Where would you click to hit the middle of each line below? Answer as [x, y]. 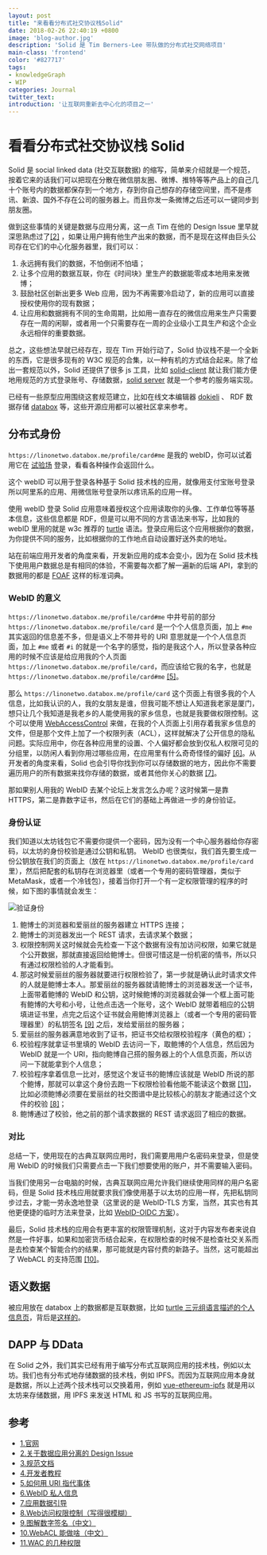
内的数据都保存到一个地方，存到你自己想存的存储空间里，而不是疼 [143, 190]
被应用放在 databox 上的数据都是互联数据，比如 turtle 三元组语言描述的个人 [132, 1307]
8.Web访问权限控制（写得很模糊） [75, 1513]
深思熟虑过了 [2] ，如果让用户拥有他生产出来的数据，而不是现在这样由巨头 [129, 236]
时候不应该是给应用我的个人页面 [74, 657]
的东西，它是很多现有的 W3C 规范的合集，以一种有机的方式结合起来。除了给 [133, 360]
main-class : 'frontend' [48, 53]
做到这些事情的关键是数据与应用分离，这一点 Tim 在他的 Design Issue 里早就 [133, 227]
